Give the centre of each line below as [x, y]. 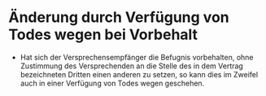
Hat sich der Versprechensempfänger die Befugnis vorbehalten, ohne [137, 57]
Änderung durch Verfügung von [119, 17]
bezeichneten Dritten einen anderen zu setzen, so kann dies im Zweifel [139, 74]
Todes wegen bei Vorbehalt [103, 35]
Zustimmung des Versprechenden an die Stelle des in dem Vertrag [132, 66]
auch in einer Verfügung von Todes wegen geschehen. [112, 83]
